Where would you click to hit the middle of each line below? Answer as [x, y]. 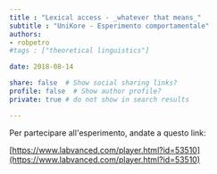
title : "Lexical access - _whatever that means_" [105, 17]
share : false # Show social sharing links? [93, 83]
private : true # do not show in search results [100, 99]
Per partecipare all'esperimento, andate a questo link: [108, 133]
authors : [25, 34]
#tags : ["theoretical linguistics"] [79, 51]
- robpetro [29, 42]
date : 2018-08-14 [42, 67]
